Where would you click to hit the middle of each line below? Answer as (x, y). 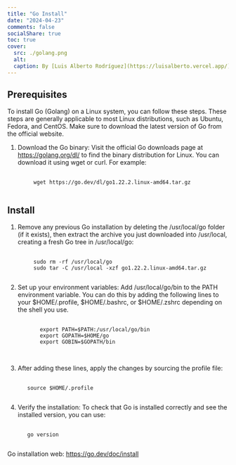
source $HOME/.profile (60, 388)
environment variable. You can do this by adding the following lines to (118, 295)
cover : (17, 46)
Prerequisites (37, 95)
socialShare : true (34, 33)
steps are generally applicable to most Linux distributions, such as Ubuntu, (115, 119)
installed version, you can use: (61, 415)
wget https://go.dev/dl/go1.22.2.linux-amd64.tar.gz (112, 183)
